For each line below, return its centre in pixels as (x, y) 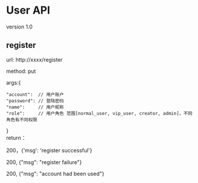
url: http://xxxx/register (34, 59)
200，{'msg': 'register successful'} (49, 150)
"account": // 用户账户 (35, 94)
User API (28, 10)
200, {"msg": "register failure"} (44, 162)
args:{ (13, 82)
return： (16, 137)
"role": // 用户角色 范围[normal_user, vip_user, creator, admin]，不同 (99, 113)
